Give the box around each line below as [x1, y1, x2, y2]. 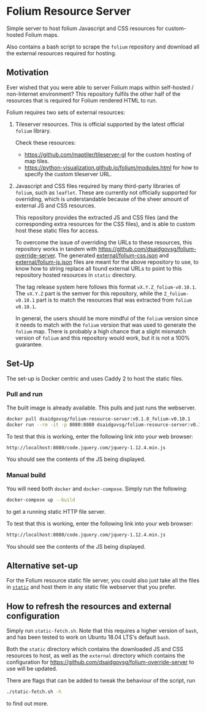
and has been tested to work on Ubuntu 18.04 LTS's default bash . [6, 633, 170, 641]
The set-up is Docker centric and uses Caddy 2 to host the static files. [6, 374, 184, 382]
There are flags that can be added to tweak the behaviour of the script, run [6, 677, 196, 684]
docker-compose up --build [6, 497, 75, 503]
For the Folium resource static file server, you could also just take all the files [6, 577, 200, 584]
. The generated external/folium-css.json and [55, 252, 169, 259]
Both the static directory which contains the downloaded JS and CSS [6, 646, 184, 653]
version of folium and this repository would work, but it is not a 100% [15, 334, 190, 341]
